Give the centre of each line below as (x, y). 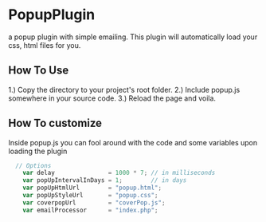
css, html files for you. (45, 45)
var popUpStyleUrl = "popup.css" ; (90, 196)
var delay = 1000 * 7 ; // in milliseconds (119, 173)
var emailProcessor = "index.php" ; (90, 210)
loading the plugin (38, 151)
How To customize (55, 123)
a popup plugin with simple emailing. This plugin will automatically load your (133, 37)
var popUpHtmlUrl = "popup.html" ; (92, 188)
